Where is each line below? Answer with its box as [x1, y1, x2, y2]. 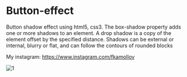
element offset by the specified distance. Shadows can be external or [6, 36, 174, 43]
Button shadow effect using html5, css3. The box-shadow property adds [6, 23, 182, 30]
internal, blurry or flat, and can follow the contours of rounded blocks [6, 42, 173, 49]
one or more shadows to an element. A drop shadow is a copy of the [6, 29, 172, 36]
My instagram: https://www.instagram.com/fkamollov [6, 53, 135, 60]
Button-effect [6, 4, 74, 17]
